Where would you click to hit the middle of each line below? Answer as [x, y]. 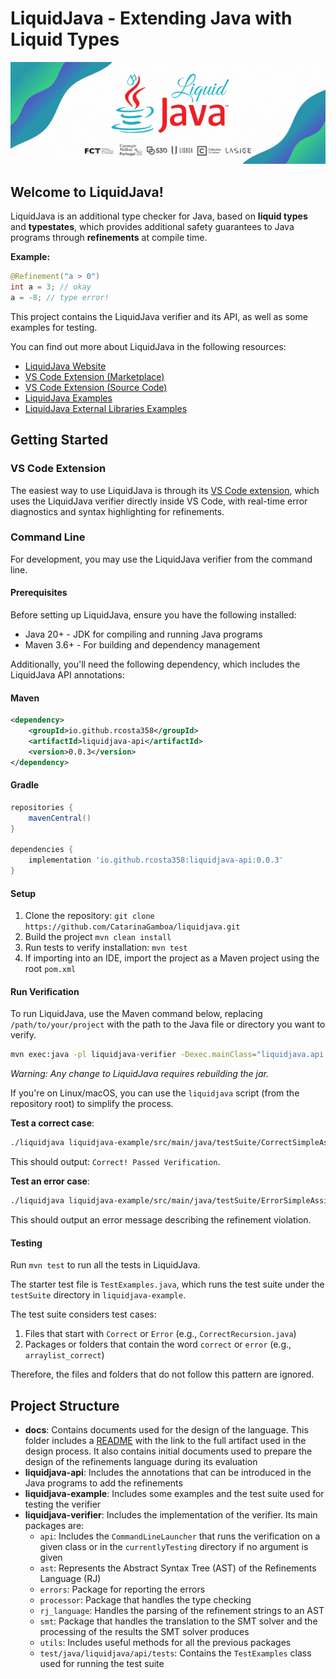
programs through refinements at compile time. [109, 238]
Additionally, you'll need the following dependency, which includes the [155, 664]
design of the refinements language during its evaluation [141, 1462]
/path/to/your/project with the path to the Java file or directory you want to [168, 1024]
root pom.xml [50, 969]
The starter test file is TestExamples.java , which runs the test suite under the [167, 1284]
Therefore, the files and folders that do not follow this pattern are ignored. [162, 1374]
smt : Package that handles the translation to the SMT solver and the [178, 1621]
